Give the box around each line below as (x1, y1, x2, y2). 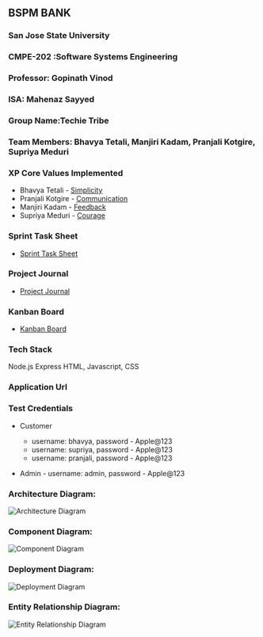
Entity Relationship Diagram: (8, 601, 120, 612)
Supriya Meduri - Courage (19, 211, 105, 220)
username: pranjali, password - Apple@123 (31, 453, 173, 463)
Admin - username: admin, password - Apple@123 (19, 468, 185, 478)
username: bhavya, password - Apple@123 (31, 436, 173, 446)
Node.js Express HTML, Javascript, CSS (8, 362, 139, 372)
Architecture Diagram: (8, 488, 97, 499)
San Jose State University (8, 30, 110, 41)
